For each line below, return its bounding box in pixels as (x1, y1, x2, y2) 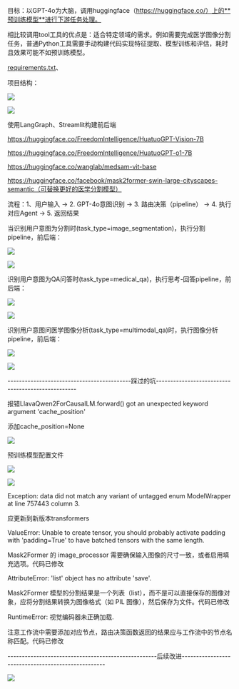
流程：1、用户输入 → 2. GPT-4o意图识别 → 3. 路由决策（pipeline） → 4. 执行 (7, 200, 232, 208)
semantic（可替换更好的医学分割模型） (7, 185, 122, 193)
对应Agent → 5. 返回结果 (7, 209, 80, 217)
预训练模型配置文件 (7, 451, 64, 459)
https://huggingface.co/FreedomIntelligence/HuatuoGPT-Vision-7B (7, 135, 205, 143)
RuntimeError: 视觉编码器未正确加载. (7, 613, 114, 621)
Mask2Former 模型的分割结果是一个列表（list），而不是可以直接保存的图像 (7, 588, 225, 597)
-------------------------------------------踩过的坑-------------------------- (7, 377, 231, 385)
